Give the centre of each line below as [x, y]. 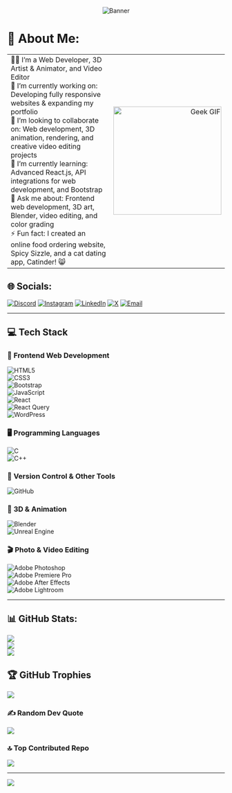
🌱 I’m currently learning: [49, 163]
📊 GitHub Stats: [42, 619]
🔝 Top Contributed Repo [48, 748]
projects [24, 154]
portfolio [24, 112]
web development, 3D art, [52, 206]
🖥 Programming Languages [54, 433]
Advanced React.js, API [48, 172]
